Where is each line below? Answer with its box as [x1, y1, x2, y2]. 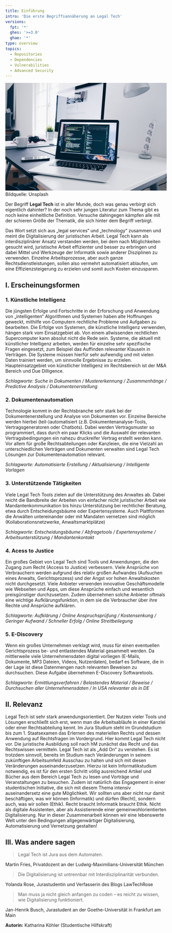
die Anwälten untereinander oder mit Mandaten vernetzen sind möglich [5, 513, 156, 519]
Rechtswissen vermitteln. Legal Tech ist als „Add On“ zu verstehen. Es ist [5, 746, 160, 753]
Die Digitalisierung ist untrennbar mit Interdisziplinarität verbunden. [17, 871, 160, 877]
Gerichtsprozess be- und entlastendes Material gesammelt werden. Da [5, 648, 155, 654]
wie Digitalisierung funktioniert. [17, 897, 84, 903]
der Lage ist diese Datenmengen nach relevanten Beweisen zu [5, 664, 137, 670]
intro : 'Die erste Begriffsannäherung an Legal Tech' [5, 13, 123, 19]
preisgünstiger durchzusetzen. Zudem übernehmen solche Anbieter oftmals [5, 592, 165, 597]
